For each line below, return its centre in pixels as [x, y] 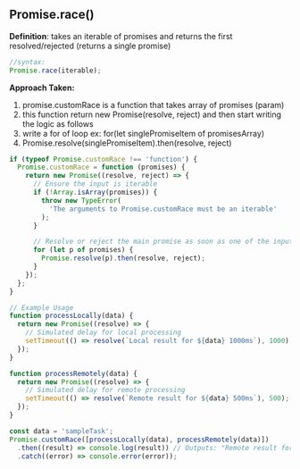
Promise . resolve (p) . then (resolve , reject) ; [123, 258]
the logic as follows [58, 123]
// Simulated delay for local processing [103, 333]
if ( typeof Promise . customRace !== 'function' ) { [104, 159]
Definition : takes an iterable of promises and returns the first [121, 36]
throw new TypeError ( [82, 200]
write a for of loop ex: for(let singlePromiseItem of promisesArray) [143, 133]
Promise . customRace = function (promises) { [101, 167]
